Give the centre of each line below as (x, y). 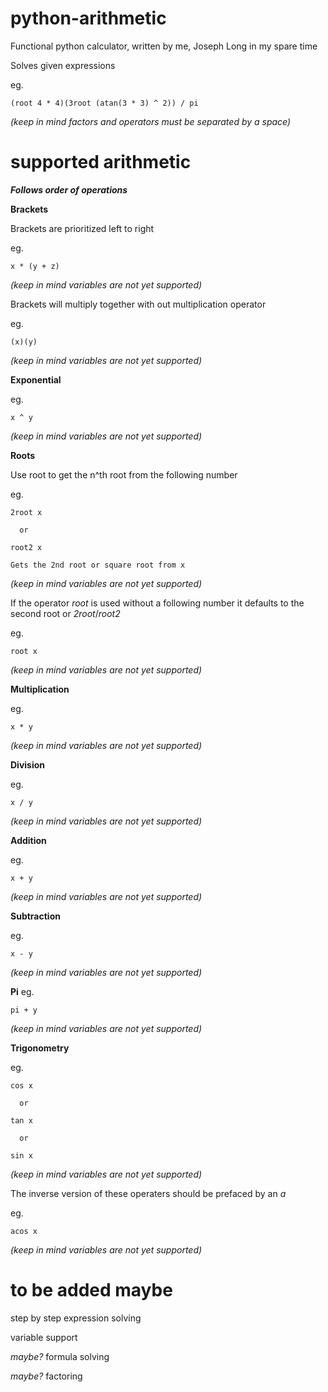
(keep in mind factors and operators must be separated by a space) (151, 121)
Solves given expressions (63, 65)
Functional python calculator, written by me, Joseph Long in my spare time (164, 46)
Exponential (36, 379)
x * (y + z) (35, 266)
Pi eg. (22, 991)
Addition (28, 840)
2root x (26, 512)
